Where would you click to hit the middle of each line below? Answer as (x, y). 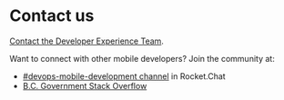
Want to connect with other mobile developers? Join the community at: (142, 58)
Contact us (52, 16)
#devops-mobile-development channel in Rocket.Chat (124, 76)
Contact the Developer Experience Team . (86, 41)
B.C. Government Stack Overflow (85, 85)
